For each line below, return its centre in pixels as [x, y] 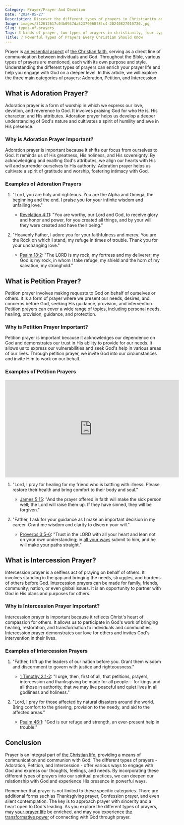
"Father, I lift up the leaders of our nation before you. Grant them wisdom [87, 661]
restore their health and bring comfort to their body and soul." [75, 490]
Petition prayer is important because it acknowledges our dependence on [80, 338]
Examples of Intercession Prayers [46, 651]
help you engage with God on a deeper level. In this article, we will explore [81, 72]
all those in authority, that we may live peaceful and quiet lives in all [89, 687]
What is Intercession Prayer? [51, 560]
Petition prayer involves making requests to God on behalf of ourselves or [80, 293]
